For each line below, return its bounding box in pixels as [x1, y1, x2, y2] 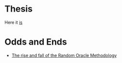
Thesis [4, 3, 33, 15]
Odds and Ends [4, 36, 67, 47]
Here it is [4, 19, 23, 25]
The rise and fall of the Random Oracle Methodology [11, 52, 117, 58]
